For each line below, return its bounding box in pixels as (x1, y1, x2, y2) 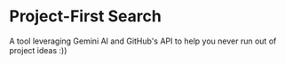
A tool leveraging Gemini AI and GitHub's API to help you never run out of (9, 36, 277, 46)
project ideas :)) (9, 44, 67, 55)
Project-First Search (9, 6, 162, 27)
